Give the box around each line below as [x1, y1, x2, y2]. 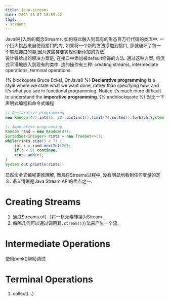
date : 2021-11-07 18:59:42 [5, 12, 62, 17]
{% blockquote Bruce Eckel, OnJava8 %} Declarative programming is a [5, 77, 155, 83]
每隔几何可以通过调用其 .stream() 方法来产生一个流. [12, 220, 119, 226]
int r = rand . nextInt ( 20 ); [14, 143, 71, 148]
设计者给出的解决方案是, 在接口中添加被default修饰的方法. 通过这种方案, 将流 [5, 55, 165, 61]
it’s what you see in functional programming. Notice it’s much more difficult [5, 88, 161, 94]
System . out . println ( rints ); [5, 162, 65, 167]
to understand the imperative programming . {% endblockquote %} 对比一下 [5, 94, 165, 100]
